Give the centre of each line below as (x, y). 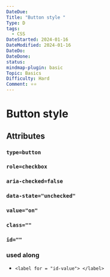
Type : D (16, 23)
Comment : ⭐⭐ (22, 85)
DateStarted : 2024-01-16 (37, 40)
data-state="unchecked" (41, 196)
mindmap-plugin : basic (35, 67)
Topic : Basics (24, 73)
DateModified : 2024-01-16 (38, 46)
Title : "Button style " (36, 17)
